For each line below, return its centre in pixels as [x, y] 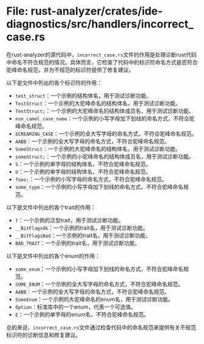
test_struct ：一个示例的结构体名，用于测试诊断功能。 [83, 95]
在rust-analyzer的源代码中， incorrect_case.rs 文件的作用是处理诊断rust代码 [102, 54]
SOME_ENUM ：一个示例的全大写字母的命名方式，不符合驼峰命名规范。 [99, 284]
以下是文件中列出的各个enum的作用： [53, 256]
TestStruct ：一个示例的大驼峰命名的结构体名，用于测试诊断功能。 [98, 103]
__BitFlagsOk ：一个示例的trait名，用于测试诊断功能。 [82, 228]
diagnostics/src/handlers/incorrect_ [100, 24]
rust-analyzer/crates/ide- [97, 11]
